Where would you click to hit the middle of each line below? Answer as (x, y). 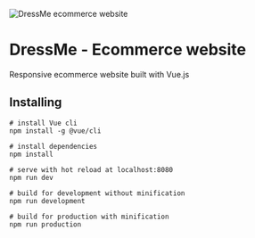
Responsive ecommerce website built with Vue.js (99, 74)
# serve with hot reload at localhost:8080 (91, 169)
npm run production (45, 224)
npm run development (48, 201)
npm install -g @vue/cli (55, 131)
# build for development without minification (97, 193)
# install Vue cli (43, 123)
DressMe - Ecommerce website (128, 50)
